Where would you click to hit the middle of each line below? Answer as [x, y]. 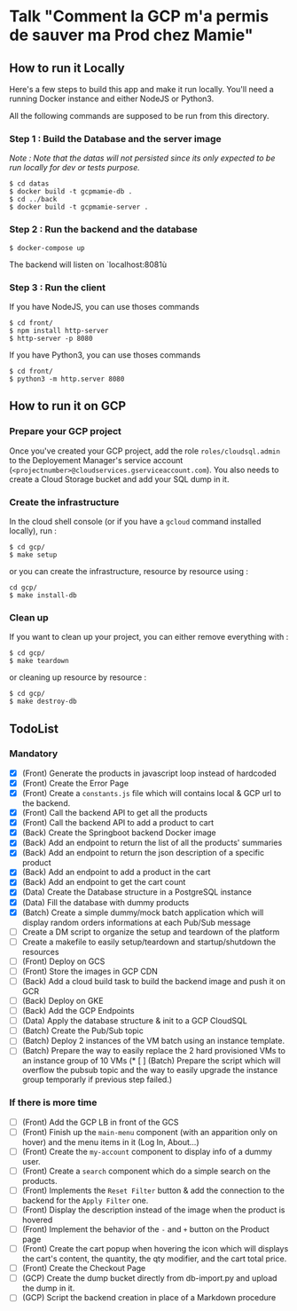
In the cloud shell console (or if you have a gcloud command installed [135, 521]
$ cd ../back [33, 200]
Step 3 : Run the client [58, 288]
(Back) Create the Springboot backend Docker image [119, 833]
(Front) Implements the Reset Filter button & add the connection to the [153, 1190]
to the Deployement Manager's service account [96, 460]
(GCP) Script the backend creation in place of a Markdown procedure [149, 1298]
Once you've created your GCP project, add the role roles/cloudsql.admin [145, 451]
